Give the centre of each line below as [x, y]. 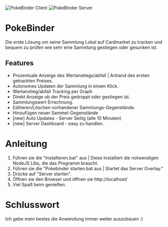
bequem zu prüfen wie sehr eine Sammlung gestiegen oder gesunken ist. [81, 47]
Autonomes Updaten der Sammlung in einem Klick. [65, 86]
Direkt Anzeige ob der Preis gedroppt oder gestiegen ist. [71, 97]
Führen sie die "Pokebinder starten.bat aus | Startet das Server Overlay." [88, 168]
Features [19, 63]
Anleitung [26, 144]
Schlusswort [32, 205]
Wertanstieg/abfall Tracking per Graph [52, 91]
